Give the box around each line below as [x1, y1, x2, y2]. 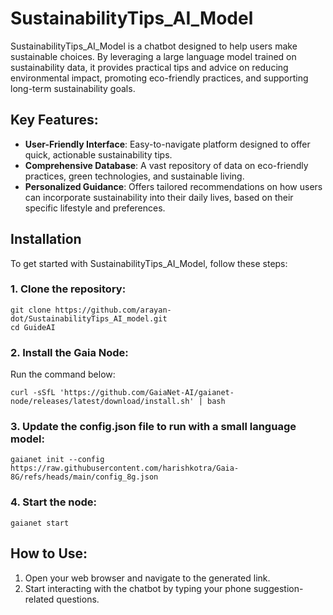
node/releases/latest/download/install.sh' [10, 397, 195, 407]
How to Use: [10, 545, 88, 562]
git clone [10, 305, 52, 315]
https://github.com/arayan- [54, 305, 172, 315]
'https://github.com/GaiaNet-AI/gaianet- [59, 388, 235, 398]
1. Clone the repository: [10, 282, 127, 296]
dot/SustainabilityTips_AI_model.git [10, 313, 168, 324]
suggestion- [253, 582, 304, 594]
